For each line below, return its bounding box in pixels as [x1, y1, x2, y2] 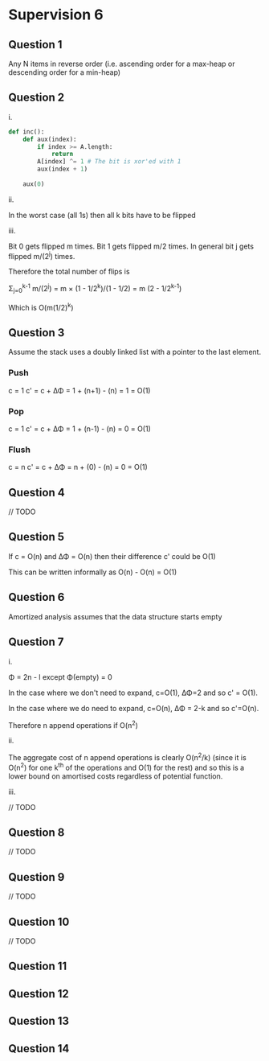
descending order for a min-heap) [8, 68, 121, 77]
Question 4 [8, 485, 66, 500]
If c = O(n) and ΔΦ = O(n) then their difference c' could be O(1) [8, 551, 217, 561]
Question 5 [8, 530, 65, 544]
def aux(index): [22, 135, 78, 143]
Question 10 [8, 915, 70, 928]
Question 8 [8, 825, 65, 839]
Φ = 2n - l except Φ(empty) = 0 [8, 672, 112, 681]
